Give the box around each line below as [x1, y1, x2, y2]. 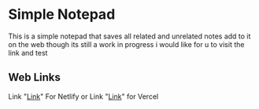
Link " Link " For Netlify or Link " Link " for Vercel [8, 92, 159, 101]
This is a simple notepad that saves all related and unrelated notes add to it [8, 31, 251, 41]
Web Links [8, 71, 61, 84]
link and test [8, 48, 48, 57]
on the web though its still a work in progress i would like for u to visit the [8, 39, 245, 49]
